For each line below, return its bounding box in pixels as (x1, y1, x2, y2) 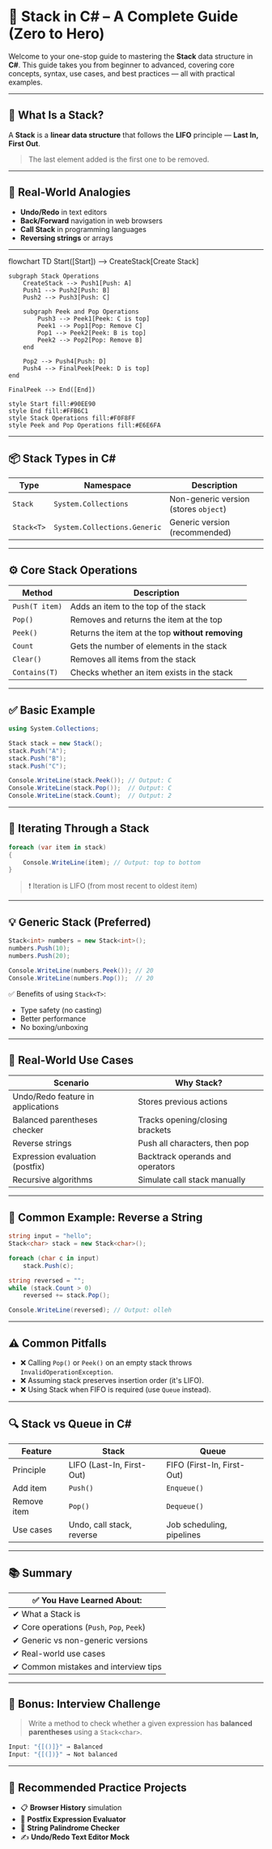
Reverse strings (12, 1138, 72, 1149)
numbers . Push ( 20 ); (8, 951, 70, 960)
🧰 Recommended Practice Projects (8, 1781, 187, 1795)
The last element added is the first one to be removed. (28, 154, 210, 164)
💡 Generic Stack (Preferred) (8, 915, 151, 929)
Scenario (53, 1077, 89, 1088)
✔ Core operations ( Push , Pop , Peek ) (12, 1621, 146, 1632)
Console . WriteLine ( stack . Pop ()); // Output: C (8, 784, 172, 792)
